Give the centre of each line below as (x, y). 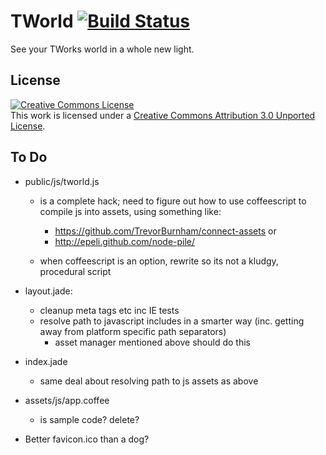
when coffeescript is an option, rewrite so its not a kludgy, (159, 261)
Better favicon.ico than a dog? (87, 439)
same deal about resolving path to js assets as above (149, 381)
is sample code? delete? (89, 419)
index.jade (46, 361)
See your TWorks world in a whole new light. (102, 49)
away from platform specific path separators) (133, 331)
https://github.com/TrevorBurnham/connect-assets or (165, 231)
